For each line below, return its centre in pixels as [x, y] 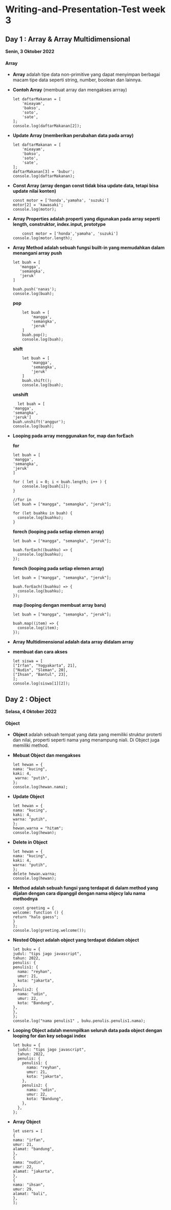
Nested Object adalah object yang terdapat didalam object [76, 940]
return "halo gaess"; [35, 917]
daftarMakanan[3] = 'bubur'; [44, 172]
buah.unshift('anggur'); [39, 422]
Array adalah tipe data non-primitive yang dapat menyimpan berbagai [86, 75]
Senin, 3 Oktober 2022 [30, 51]
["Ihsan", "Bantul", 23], [40, 675]
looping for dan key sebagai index [49, 1036]
